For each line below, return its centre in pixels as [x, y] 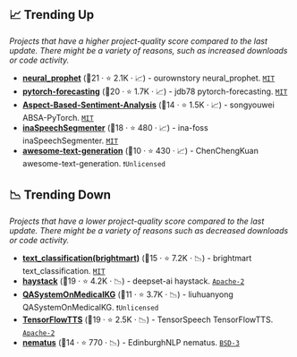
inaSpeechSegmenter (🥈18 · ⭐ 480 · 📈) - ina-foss [115, 127]
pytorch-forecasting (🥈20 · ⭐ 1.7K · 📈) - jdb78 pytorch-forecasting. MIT [155, 91]
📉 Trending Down [60, 195]
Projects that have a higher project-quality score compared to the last [139, 41]
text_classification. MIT [64, 270]
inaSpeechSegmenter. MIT [70, 140]
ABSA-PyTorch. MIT [58, 117]
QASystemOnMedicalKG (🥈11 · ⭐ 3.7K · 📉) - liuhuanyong [128, 294]
